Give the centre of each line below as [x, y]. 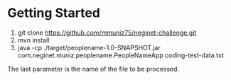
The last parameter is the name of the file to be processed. [93, 69]
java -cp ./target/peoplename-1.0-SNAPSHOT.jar [89, 47]
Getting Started [54, 13]
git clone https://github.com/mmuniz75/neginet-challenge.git [107, 33]
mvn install [33, 40]
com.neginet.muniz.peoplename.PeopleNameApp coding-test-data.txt [120, 55]
